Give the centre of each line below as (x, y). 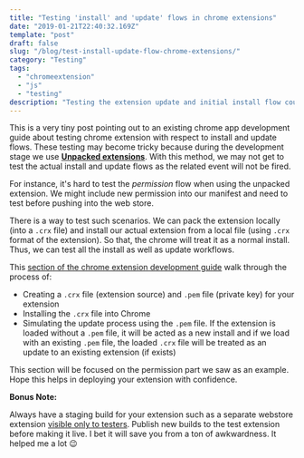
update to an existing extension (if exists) (99, 352)
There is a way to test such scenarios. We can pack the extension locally (145, 221)
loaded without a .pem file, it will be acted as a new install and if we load (156, 333)
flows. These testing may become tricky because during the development (147, 147)
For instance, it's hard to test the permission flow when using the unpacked (150, 184)
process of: (31, 277)
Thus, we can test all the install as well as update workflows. (122, 249)
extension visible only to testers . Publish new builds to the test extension (145, 424)
